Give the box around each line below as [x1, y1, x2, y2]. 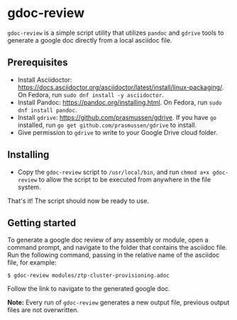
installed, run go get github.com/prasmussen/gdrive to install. [17, 121, 197, 129]
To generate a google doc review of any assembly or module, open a [7, 236, 209, 244]
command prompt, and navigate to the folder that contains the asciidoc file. [7, 243, 228, 252]
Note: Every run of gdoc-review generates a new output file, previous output [7, 298, 230, 307]
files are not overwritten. [7, 306, 79, 314]
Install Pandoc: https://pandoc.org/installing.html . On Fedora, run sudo [17, 98, 222, 106]
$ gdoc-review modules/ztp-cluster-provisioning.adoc [7, 272, 170, 280]
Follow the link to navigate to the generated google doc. [7, 285, 170, 293]
